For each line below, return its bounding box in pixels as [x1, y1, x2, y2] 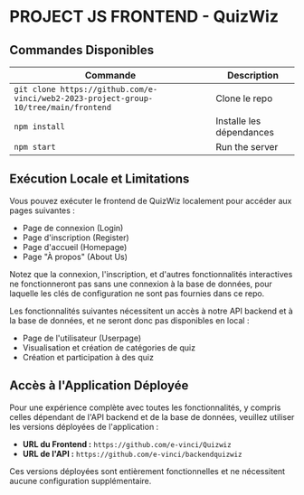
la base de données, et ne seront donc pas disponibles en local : [9, 314, 250, 326]
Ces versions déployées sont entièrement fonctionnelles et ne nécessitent [9, 465, 286, 476]
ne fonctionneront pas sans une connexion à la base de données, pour [9, 278, 273, 289]
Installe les [215, 115, 261, 127]
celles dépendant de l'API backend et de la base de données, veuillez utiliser [9, 411, 295, 422]
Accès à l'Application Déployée [9, 378, 189, 394]
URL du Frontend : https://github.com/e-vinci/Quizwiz [22, 438, 233, 449]
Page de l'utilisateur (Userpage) [22, 332, 142, 343]
